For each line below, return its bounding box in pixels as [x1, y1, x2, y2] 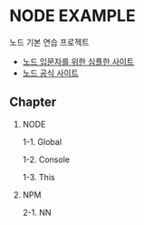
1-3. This [22, 171, 56, 182]
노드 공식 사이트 [22, 67, 79, 78]
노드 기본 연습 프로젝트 [9, 36, 90, 47]
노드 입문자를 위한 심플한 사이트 [22, 56, 134, 66]
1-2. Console [22, 154, 71, 165]
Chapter [9, 95, 57, 110]
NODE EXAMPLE [9, 5, 136, 26]
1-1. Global [22, 136, 62, 147]
